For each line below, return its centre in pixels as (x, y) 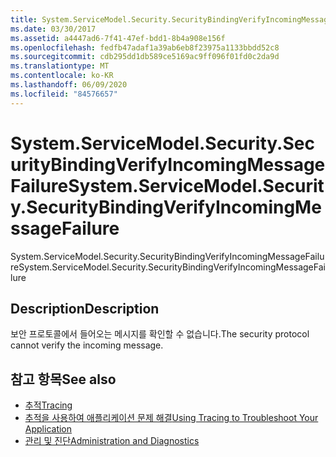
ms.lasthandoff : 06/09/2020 (69, 85)
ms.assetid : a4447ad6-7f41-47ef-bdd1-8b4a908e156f (118, 38)
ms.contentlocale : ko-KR (62, 76)
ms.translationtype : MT (60, 66)
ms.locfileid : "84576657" (64, 94)
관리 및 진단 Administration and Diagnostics (112, 441)
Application (48, 429)
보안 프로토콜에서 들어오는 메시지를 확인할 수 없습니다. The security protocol (160, 334)
